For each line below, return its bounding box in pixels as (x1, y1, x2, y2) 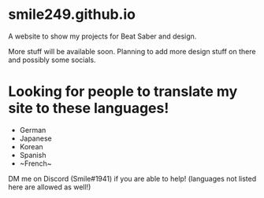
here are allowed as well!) (8, 182, 91, 192)
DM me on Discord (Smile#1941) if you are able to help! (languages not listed (8, 174, 257, 183)
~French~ (19, 159, 52, 168)
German (19, 125, 46, 134)
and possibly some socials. (8, 55, 96, 64)
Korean (19, 141, 43, 151)
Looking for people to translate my (8, 82, 238, 101)
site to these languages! (8, 100, 169, 117)
